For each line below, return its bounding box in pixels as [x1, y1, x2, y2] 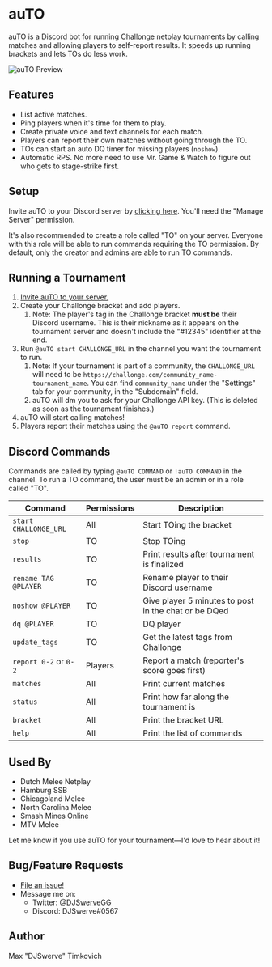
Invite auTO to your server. [19, 292, 109, 302]
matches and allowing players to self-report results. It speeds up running [8, 40, 251, 49]
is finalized [142, 559, 184, 570]
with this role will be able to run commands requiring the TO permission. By [8, 239, 259, 248]
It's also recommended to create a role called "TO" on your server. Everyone [8, 230, 264, 240]
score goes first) [142, 665, 206, 676]
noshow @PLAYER [12, 601, 71, 611]
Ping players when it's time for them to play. [19, 118, 168, 128]
